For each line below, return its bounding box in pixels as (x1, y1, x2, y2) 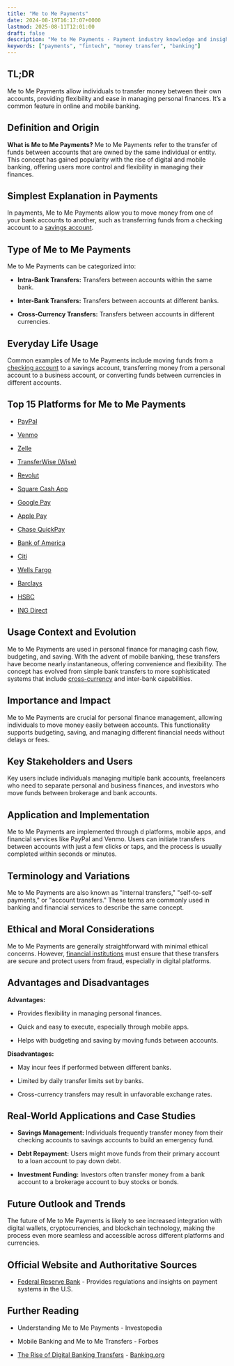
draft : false (7, 29, 45, 37)
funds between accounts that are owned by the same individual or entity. (7, 148, 217, 156)
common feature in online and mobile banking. (7, 102, 141, 110)
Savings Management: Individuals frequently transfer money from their (17, 1128, 224, 1137)
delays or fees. (7, 735, 50, 744)
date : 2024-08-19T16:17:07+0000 (7, 17, 101, 24)
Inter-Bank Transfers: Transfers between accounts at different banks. (17, 297, 219, 305)
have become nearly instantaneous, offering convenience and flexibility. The (7, 659, 227, 668)
